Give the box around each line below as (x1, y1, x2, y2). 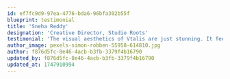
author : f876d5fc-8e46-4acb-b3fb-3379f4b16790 (7, 49, 142, 56)
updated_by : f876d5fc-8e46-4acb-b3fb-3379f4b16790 (7, 55, 155, 62)
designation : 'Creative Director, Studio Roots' (7, 29, 149, 36)
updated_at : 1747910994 (7, 61, 75, 68)
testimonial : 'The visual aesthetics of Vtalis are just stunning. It (7, 36, 213, 43)
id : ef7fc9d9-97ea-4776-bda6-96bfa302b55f (7, 10, 130, 17)
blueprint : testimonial (7, 16, 75, 23)
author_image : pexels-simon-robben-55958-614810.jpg (7, 42, 161, 49)
